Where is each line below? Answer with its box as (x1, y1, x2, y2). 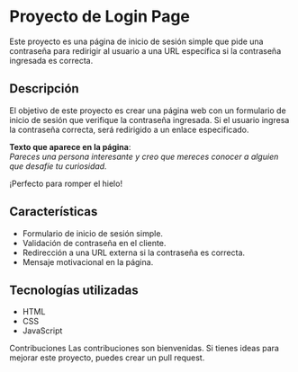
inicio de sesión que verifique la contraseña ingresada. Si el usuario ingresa (9, 114, 290, 125)
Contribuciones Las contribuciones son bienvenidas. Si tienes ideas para (9, 343, 279, 354)
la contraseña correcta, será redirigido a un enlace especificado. (9, 124, 249, 135)
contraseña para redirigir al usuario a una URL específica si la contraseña (9, 45, 282, 56)
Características (9, 204, 98, 219)
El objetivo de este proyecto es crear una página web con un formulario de (9, 105, 286, 116)
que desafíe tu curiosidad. (9, 160, 107, 172)
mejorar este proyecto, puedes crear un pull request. (9, 352, 205, 363)
